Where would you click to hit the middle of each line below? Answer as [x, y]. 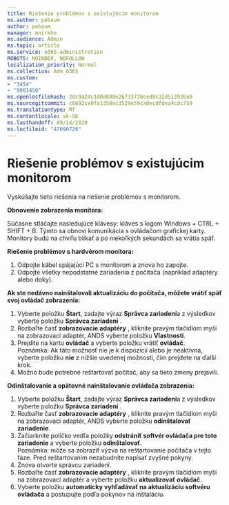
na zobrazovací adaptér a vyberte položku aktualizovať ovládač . [109, 479]
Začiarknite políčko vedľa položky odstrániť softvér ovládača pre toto [117, 436]
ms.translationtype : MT [41, 110]
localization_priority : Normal [52, 65]
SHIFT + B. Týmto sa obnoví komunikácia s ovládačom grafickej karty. [107, 231]
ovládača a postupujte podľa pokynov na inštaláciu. [91, 495]
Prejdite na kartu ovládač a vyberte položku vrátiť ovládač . [101, 343]
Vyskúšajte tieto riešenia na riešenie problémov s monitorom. [94, 197]
